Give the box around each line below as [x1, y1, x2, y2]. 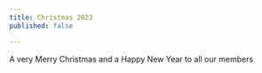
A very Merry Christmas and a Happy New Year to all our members [9, 53, 254, 64]
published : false [9, 21, 74, 30]
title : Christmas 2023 [9, 12, 93, 22]
